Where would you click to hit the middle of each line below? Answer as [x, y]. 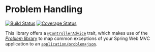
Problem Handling [44, 9]
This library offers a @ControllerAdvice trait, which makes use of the [77, 33]
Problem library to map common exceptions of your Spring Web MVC [78, 38]
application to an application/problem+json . [51, 43]
